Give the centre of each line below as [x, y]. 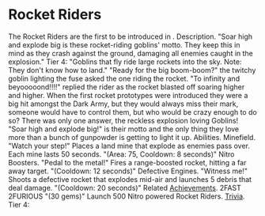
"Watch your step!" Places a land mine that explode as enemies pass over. [129, 146]
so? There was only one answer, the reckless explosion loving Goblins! [123, 120]
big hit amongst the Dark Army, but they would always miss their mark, [123, 104]
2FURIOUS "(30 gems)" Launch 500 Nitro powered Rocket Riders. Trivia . [127, 196]
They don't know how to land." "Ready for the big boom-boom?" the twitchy [132, 70]
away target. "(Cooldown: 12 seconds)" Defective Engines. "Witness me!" [128, 171]
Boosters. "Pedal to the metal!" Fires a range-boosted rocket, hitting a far [127, 162]
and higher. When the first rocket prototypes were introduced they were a [128, 95]
